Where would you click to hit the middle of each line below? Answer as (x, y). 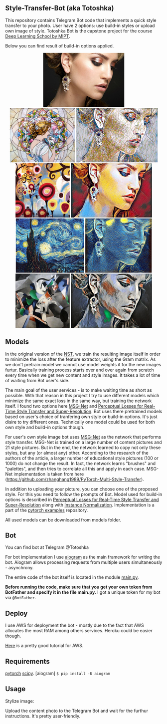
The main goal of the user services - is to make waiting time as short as (79, 390)
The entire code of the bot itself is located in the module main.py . (72, 577)
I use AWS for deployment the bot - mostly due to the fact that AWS (75, 625)
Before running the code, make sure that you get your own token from (79, 587)
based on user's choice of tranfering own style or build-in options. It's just (82, 417)
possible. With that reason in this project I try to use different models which (82, 395)
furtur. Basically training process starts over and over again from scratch (80, 370)
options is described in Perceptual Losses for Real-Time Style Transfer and (82, 499)
